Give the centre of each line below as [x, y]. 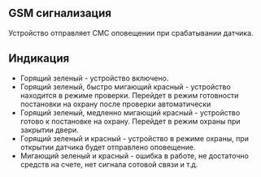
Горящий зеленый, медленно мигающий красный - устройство [130, 112]
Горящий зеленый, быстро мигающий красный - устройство [126, 86]
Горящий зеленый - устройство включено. [94, 78]
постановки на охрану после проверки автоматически [115, 104]
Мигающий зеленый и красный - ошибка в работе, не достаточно [135, 155]
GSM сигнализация [60, 13]
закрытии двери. [49, 130]
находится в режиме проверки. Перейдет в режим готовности [129, 95]
